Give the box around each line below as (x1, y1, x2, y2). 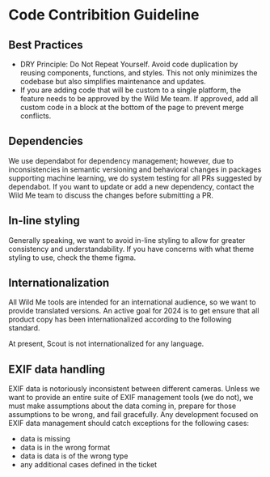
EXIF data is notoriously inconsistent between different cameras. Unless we (8, 384, 260, 394)
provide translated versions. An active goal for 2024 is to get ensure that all (8, 306, 259, 316)
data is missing (19, 434, 71, 444)
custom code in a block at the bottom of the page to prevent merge (19, 103, 244, 112)
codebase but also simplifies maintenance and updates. (19, 77, 206, 86)
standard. (8, 323, 40, 333)
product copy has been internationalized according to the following (8, 314, 232, 325)
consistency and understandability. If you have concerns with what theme (8, 244, 255, 253)
